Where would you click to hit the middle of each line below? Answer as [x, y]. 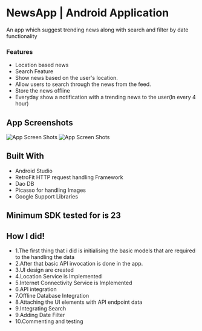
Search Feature [34, 71]
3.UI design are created [44, 270]
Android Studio [34, 171]
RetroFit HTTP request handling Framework [69, 177]
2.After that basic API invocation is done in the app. [79, 264]
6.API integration [36, 289]
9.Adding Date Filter [40, 315]
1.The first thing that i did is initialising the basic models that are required [105, 251]
